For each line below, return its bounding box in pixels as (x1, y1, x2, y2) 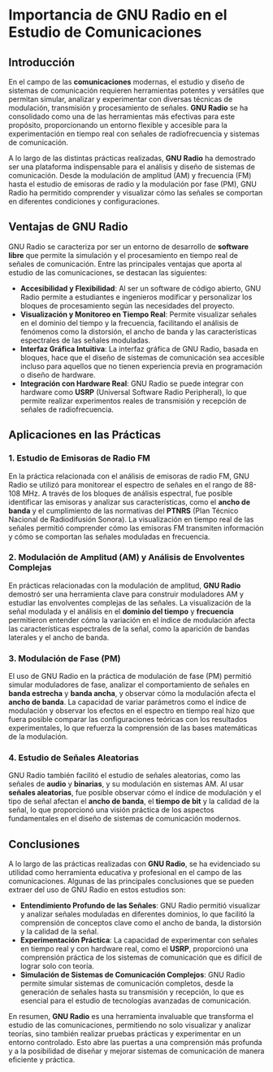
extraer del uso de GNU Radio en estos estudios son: (8, 885, 186, 895)
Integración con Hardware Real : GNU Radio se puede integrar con (19, 378, 244, 388)
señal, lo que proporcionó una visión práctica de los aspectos (8, 805, 214, 815)
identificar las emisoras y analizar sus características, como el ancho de (8, 497, 250, 506)
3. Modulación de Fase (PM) (8, 653, 121, 664)
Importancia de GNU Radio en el (8, 6, 227, 24)
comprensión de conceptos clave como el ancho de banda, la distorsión (19, 918, 262, 928)
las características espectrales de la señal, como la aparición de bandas (8, 624, 250, 633)
